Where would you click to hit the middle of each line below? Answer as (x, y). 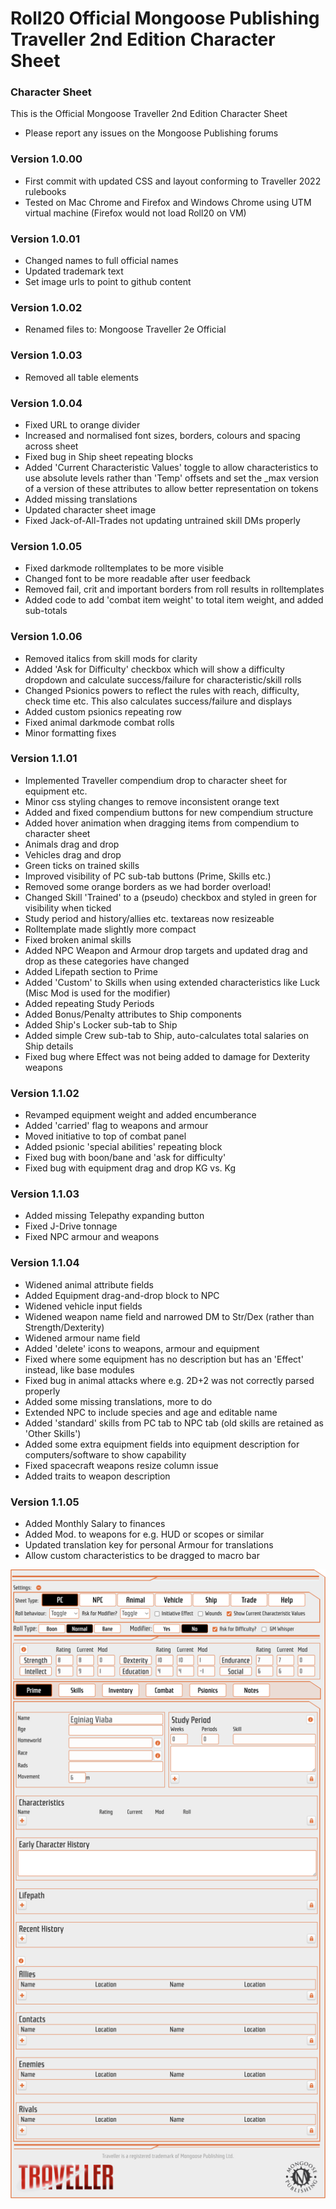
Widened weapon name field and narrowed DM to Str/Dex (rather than (169, 1316)
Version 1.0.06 (46, 637)
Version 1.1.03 (45, 1194)
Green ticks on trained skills (82, 865)
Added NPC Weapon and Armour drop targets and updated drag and (166, 950)
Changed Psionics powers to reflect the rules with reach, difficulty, (162, 690)
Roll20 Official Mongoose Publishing (165, 18)
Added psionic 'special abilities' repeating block (123, 1147)
